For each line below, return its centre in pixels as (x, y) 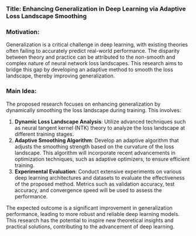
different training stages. (44, 134)
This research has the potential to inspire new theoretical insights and (90, 220)
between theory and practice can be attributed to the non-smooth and (91, 57)
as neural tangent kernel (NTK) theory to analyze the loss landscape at (100, 127)
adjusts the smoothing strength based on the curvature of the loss (94, 146)
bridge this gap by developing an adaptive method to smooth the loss (90, 70)
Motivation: (23, 32)
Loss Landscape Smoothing (46, 16)
